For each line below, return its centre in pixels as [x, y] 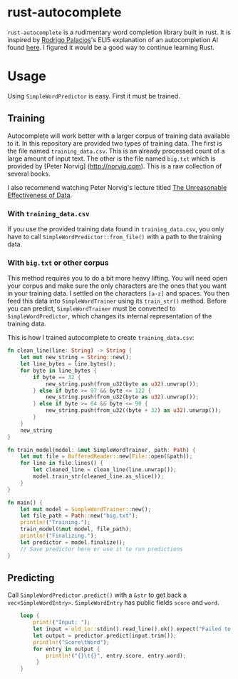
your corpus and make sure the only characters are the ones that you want [117, 286]
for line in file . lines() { [62, 463]
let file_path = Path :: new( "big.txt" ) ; [79, 516]
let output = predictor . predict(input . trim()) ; [105, 635]
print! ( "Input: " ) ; [62, 623]
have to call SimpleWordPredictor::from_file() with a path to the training [115, 236]
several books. [29, 173]
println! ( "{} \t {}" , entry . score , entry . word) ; [116, 655]
